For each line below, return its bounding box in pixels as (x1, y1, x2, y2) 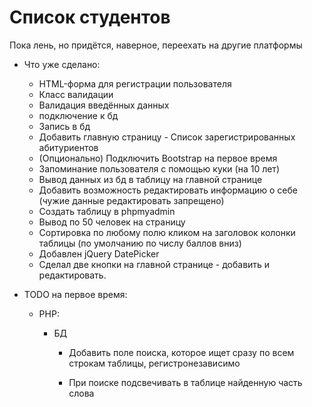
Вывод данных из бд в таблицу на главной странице (38, 173, 263, 185)
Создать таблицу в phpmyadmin (38, 205, 176, 217)
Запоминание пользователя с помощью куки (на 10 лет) (38, 162, 280, 175)
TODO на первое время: (23, 288, 128, 300)
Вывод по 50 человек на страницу (38, 216, 186, 228)
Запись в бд (38, 120, 91, 132)
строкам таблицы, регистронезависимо (68, 357, 241, 369)
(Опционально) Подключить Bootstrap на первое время (38, 152, 278, 164)
